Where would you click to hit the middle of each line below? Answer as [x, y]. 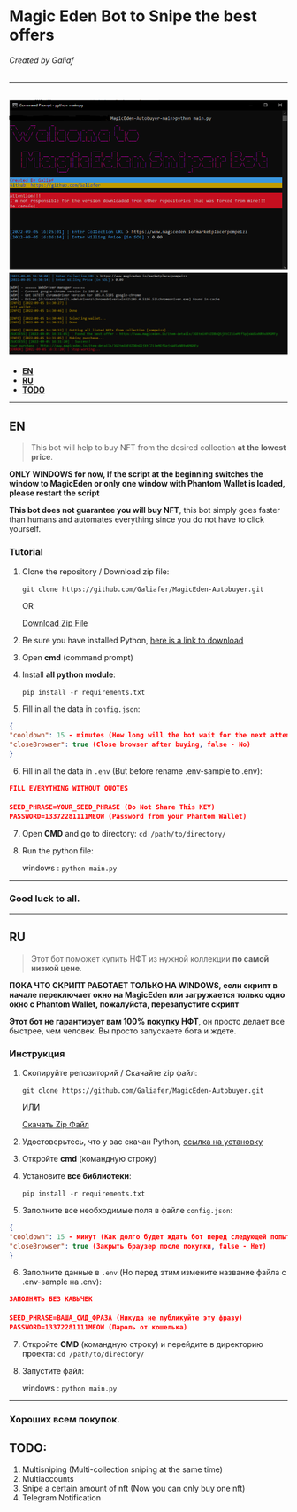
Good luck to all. [45, 899]
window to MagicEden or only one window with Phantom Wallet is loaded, [147, 484]
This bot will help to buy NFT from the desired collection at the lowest [158, 448]
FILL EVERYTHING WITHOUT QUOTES [69, 789]
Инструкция [37, 1054]
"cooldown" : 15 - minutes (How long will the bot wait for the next [138, 736]
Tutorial [26, 552]
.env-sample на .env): [61, 1282]
